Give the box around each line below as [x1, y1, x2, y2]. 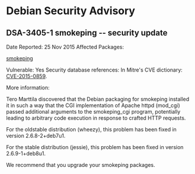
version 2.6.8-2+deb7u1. [6, 132, 66, 139]
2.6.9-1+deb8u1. [6, 150, 46, 157]
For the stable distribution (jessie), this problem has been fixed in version [6, 144, 184, 150]
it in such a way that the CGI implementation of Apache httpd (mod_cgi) [6, 102, 180, 109]
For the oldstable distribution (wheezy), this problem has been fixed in [6, 126, 177, 133]
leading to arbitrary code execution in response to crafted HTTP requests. [6, 114, 186, 121]
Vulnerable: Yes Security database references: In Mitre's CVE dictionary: [6, 66, 183, 73]
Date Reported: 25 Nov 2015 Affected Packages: [6, 43, 124, 50]
